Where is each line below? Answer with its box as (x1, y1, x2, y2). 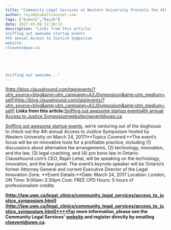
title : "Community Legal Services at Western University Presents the (5, 7, 158, 13)
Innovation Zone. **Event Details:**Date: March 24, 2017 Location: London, (5, 172, 166, 178)
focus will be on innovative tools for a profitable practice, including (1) (5, 139, 152, 145)
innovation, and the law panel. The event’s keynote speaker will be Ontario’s (5, 161, 164, 167)
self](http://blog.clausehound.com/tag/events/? (5, 97, 105, 103)
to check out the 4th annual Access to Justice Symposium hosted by (5, 128, 150, 135)
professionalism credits (5, 182, 54, 188)
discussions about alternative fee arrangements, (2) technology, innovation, (5, 145, 164, 151)
